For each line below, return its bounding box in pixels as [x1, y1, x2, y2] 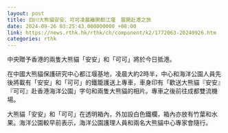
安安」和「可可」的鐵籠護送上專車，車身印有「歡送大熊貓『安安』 [36, 78, 224, 86]
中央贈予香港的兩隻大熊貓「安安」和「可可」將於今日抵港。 [7, 56, 176, 64]
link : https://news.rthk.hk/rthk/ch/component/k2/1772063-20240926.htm [7, 29, 216, 36]
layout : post [7, 10, 45, 17]
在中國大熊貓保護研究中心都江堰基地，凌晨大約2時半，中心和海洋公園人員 [7, 70, 216, 78]
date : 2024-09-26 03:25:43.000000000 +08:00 [7, 23, 137, 29]
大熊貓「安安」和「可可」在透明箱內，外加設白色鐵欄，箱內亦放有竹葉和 [7, 110, 212, 119]
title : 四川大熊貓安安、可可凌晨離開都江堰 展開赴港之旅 [7, 16, 152, 23]
